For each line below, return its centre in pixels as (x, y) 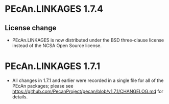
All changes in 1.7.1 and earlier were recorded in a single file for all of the (88, 80)
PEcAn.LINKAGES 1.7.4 (54, 9)
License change (31, 28)
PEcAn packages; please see (43, 86)
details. (20, 97)
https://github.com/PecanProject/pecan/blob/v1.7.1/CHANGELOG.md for (88, 91)
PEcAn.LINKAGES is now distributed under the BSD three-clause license (88, 40)
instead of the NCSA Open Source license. (57, 46)
